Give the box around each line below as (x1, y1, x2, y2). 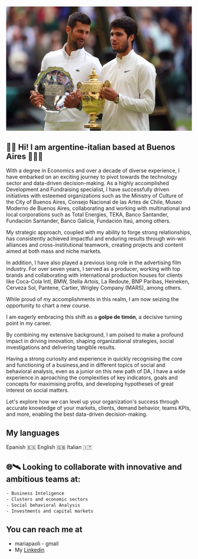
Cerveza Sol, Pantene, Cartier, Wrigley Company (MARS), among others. (6, 285, 182, 292)
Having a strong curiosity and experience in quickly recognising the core (6, 356, 183, 363)
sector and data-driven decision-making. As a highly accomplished (6, 180, 169, 187)
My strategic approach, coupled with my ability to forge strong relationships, (6, 229, 192, 236)
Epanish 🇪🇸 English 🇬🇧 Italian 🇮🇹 (6, 444, 93, 451)
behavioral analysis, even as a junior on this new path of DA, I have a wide (6, 368, 186, 375)
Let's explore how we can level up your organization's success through (6, 398, 179, 405)
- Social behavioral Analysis (6, 502, 81, 509)
